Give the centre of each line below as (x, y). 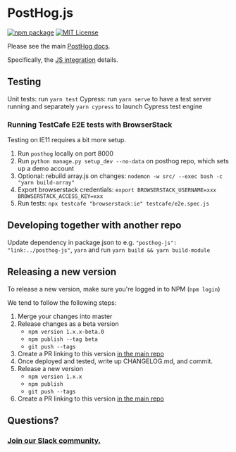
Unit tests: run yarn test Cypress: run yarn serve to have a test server (110, 99)
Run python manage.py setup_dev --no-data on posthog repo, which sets (123, 161)
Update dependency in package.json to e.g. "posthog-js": (92, 242)
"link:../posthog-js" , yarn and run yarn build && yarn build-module (109, 250)
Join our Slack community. (54, 440)
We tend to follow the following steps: (62, 302)
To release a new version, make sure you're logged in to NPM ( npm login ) (114, 289)
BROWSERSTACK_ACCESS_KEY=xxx (60, 196)
